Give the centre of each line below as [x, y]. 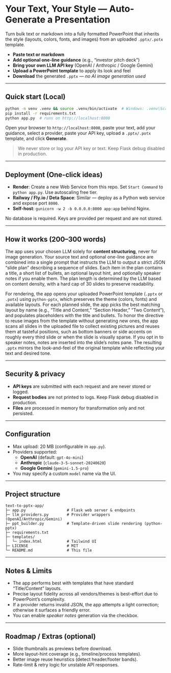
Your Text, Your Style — [56, 9]
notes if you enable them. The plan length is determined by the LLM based [83, 278]
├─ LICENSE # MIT [42, 546]
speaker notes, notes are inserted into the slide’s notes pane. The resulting [83, 342]
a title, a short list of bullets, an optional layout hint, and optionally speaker [83, 273]
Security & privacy [35, 374]
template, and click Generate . [36, 138]
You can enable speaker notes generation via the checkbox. [76, 615]
